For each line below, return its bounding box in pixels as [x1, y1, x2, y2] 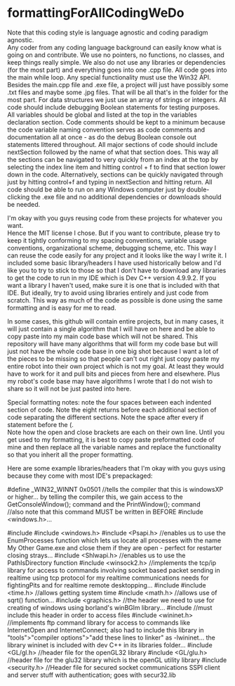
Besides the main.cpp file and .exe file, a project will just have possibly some [7, 80, 229, 89]
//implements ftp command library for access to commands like [7, 618, 191, 627]
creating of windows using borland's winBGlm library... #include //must [7, 603, 213, 611]
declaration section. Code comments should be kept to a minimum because [7, 117, 226, 126]
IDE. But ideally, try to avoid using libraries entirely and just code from [7, 288, 209, 297]
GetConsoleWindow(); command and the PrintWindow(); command [7, 500, 201, 508]
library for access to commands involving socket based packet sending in [7, 566, 220, 574]
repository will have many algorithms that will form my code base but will [7, 339, 218, 348]
